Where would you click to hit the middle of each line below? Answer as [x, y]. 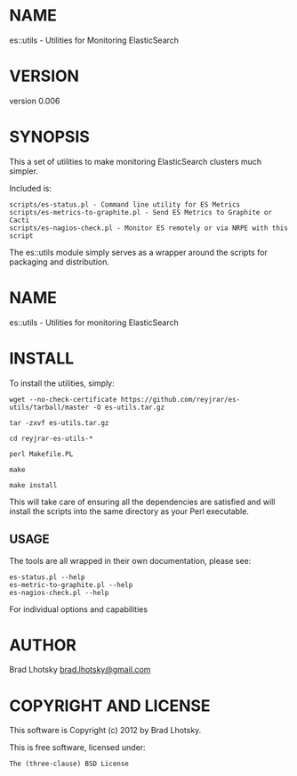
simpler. [24, 171]
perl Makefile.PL [41, 454]
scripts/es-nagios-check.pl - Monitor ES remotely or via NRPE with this [149, 228]
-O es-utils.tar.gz [129, 407]
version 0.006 [35, 101]
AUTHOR [43, 645]
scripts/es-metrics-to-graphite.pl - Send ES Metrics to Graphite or [141, 212]
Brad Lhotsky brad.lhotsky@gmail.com [80, 670]
